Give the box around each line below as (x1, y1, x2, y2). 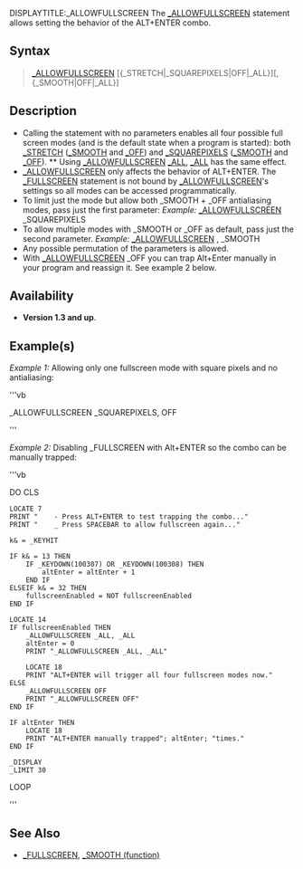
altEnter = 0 (25, 639, 75, 648)
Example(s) (9, 339, 75, 354)
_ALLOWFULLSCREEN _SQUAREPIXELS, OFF (9, 407, 178, 418)
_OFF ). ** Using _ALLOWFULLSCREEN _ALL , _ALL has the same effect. (22, 156, 288, 167)
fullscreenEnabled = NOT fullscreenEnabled (25, 592, 193, 601)
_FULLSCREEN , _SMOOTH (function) (22, 850, 160, 861)
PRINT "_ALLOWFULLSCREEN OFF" (25, 694, 140, 704)
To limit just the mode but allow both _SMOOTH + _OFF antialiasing (22, 195, 272, 205)
